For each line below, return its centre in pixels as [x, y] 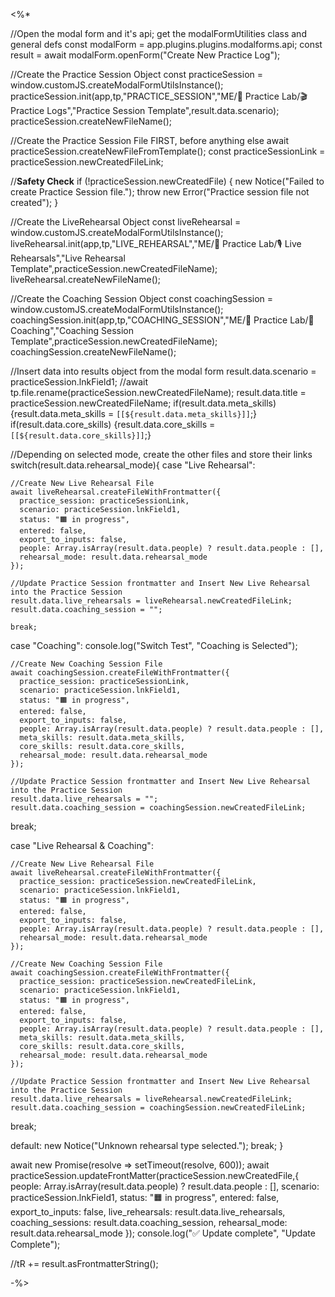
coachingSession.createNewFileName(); [93, 352]
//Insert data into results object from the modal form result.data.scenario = [163, 371]
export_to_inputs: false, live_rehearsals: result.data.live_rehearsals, [148, 1212]
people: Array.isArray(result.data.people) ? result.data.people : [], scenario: [165, 1186]
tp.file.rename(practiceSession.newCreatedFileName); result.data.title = [158, 392]
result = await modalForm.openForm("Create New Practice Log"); [145, 55]
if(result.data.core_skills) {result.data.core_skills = [113, 424]
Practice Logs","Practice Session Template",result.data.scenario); [145, 110]
